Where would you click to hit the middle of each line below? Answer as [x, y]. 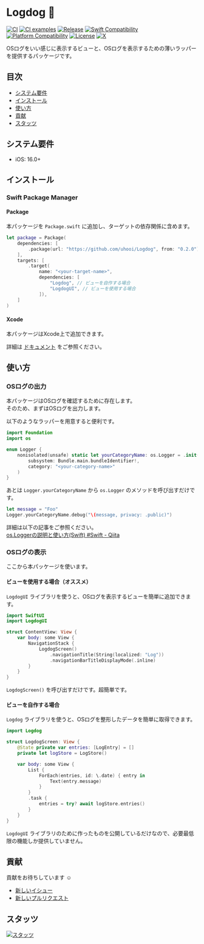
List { [36, 770]
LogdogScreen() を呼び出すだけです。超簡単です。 [68, 690]
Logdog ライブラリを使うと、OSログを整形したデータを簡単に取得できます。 [101, 720]
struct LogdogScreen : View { [43, 742]
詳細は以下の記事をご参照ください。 [52, 527]
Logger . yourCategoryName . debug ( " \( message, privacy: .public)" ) [89, 515]
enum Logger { [24, 449]
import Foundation [29, 433]
